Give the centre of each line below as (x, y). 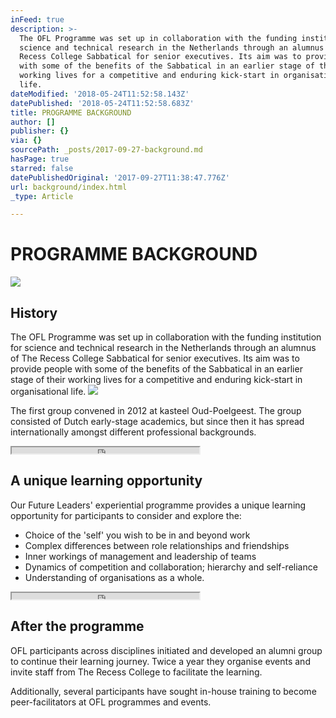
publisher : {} (40, 131)
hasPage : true (40, 159)
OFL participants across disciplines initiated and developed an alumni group (166, 650)
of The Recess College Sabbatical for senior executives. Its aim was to (155, 358)
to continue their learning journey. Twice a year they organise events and (160, 661)
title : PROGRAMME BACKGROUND (71, 112)
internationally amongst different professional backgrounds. (133, 432)
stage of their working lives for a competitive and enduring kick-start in (156, 379)
